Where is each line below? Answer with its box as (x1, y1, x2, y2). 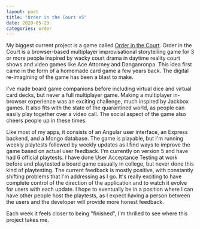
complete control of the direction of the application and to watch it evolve (6, 179, 187, 187)
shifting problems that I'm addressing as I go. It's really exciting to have (6, 173, 182, 180)
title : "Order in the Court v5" (6, 14, 87, 20)
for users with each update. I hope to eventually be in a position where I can (6, 186, 193, 193)
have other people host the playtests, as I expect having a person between (6, 192, 190, 199)
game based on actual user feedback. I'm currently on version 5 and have (6, 148, 189, 155)
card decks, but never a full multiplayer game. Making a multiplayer (6, 91, 172, 99)
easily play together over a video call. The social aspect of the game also (6, 111, 186, 118)
